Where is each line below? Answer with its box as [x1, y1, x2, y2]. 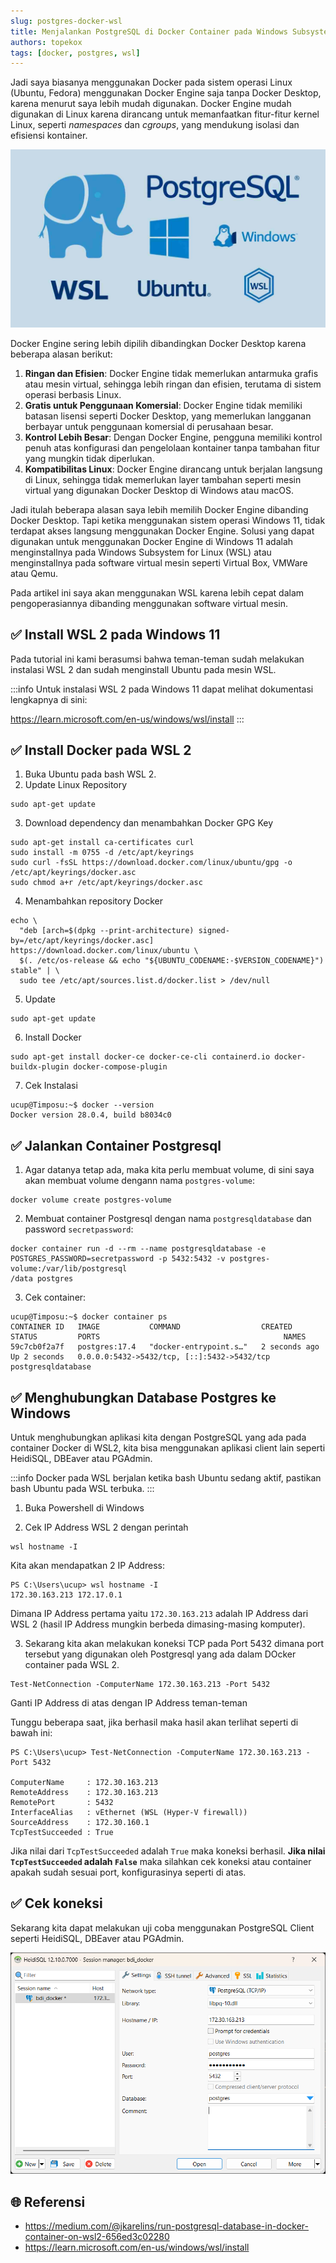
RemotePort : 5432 [10, 1797, 114, 1807]
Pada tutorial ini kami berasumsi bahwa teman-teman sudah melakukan [10, 653, 305, 665]
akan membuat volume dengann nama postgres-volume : [24, 1175, 255, 1187]
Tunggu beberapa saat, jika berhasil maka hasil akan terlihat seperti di [10, 1716, 299, 1728]
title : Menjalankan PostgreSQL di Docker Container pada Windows [10, 26, 288, 37]
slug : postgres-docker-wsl [10, 16, 123, 26]
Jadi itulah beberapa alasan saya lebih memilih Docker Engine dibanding [10, 503, 309, 515]
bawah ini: [10, 1726, 53, 1739]
